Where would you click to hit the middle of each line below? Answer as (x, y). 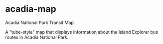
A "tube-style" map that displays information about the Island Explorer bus (82, 32)
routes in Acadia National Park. (37, 37)
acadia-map (31, 9)
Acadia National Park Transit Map (39, 22)
